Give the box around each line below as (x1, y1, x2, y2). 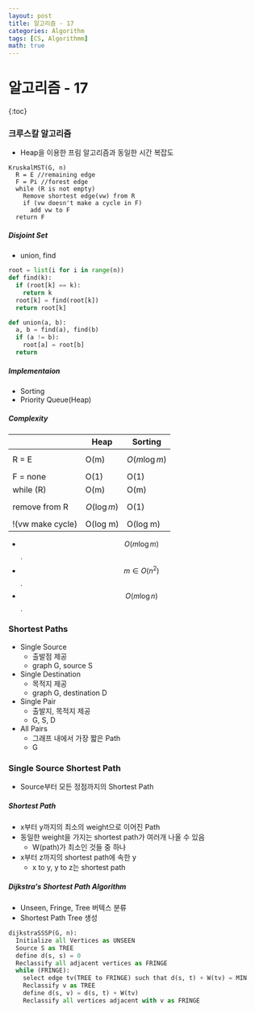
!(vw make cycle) (12, 518, 78, 530)
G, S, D (31, 715, 56, 725)
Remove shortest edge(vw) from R (23, 192, 136, 200)
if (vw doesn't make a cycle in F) (23, 199, 143, 207)
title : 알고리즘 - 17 (8, 19, 74, 27)
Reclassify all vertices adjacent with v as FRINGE (23, 996, 200, 1005)
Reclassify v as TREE (23, 982, 95, 990)
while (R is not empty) (15, 185, 95, 194)
